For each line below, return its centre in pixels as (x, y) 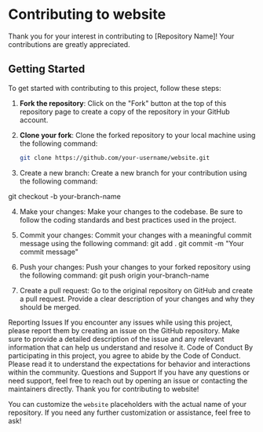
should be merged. (50, 307)
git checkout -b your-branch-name (65, 196)
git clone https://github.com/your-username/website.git (115, 158)
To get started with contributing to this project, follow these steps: (115, 88)
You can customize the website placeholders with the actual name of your (128, 404)
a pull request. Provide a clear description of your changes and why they (137, 299)
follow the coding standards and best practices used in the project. (128, 220)
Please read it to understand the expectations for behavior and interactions (130, 364)
